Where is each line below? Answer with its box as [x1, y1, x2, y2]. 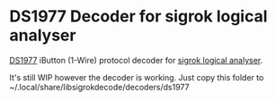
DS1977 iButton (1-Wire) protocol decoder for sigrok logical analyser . [9, 55, 263, 65]
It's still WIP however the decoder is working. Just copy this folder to [9, 72, 264, 82]
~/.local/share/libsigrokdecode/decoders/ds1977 [9, 81, 190, 92]
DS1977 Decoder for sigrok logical [9, 6, 268, 27]
